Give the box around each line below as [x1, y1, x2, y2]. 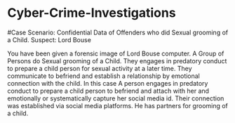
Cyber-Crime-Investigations [7, 5, 177, 21]
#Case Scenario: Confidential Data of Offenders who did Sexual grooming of [7, 28, 229, 37]
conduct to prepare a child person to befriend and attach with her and [7, 86, 209, 95]
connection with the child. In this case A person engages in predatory [7, 79, 208, 87]
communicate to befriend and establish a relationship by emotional [7, 72, 200, 80]
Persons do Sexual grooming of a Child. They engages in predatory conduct [7, 56, 227, 65]
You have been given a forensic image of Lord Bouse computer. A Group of [7, 49, 224, 58]
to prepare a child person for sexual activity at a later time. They [7, 64, 192, 72]
